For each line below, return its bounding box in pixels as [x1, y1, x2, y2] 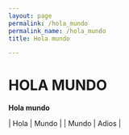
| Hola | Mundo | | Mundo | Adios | [8, 119, 122, 129]
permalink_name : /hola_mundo [8, 27, 106, 35]
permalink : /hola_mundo [8, 19, 89, 27]
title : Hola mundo [8, 34, 70, 43]
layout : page [8, 11, 52, 20]
